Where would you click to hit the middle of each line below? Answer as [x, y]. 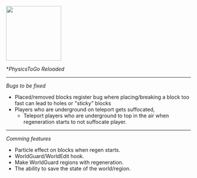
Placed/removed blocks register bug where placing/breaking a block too [102, 97]
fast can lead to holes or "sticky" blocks [63, 103]
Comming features [29, 139]
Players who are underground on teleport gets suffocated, [85, 109]
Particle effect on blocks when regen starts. [67, 150]
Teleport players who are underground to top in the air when [96, 116]
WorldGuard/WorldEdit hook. [49, 156]
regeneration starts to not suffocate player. [75, 122]
